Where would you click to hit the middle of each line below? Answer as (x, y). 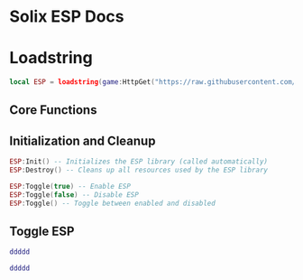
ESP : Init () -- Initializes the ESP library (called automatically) (139, 162)
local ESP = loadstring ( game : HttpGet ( (82, 82)
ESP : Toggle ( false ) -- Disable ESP (74, 195)
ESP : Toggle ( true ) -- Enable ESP (70, 186)
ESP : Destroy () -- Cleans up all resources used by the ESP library (139, 170)
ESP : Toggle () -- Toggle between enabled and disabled (113, 203)
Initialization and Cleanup (83, 140)
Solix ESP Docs (67, 17)
